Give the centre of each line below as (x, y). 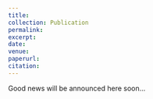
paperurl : (24, 59)
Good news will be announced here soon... (77, 88)
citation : (24, 66)
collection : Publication (48, 23)
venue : (19, 51)
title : (19, 15)
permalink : (26, 30)
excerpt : (22, 37)
